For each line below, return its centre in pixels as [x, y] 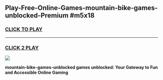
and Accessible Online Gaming [37, 72]
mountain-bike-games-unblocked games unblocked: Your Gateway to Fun [81, 67]
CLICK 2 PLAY [22, 48]
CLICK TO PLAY [24, 30]
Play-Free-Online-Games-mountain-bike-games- [81, 8]
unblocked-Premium [37, 16]
